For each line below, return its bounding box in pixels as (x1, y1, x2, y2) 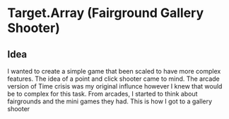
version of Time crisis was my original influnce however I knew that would (7, 82, 223, 90)
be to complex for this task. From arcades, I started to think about (7, 90, 198, 98)
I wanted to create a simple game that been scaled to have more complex (7, 67, 221, 75)
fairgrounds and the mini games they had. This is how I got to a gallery (7, 97, 213, 106)
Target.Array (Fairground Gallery (7, 5, 204, 21)
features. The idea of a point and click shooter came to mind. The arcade (7, 74, 221, 83)
